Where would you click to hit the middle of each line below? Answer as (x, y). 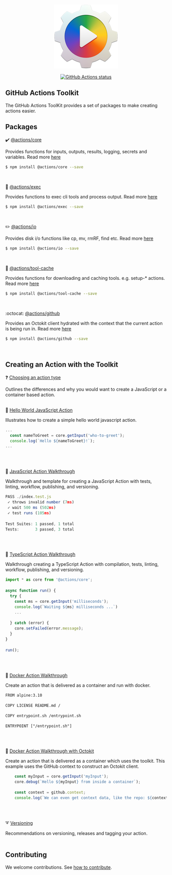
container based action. (30, 395)
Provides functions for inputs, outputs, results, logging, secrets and (76, 151)
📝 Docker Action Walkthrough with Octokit (50, 751)
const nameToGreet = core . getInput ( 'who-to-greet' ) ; (67, 435)
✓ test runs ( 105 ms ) (29, 513)
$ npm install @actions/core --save (44, 167)
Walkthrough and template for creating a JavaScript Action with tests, (79, 481)
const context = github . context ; (50, 792)
